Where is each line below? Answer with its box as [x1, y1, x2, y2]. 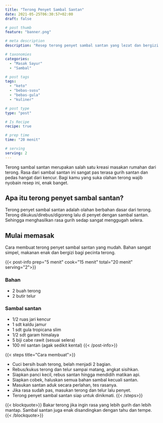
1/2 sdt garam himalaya [12, 331, 59, 338]
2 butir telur [12, 293, 36, 299]
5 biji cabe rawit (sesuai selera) [12, 337, 75, 343]
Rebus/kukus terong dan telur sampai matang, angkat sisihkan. [12, 366, 140, 372]
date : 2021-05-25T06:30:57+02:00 [5, 12, 73, 17]
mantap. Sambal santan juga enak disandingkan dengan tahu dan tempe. [5, 407, 152, 413]
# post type [5, 106, 29, 111]
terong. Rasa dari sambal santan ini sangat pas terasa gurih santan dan [5, 169, 148, 175]
